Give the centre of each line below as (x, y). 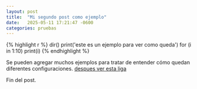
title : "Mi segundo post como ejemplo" (57, 17)
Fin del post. (21, 80)
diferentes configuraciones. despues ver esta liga (66, 69)
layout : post (22, 11)
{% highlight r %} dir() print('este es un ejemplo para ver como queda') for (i (99, 45)
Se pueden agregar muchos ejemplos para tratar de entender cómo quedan (98, 62)
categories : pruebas (32, 28)
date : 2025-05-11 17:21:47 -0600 (50, 22)
